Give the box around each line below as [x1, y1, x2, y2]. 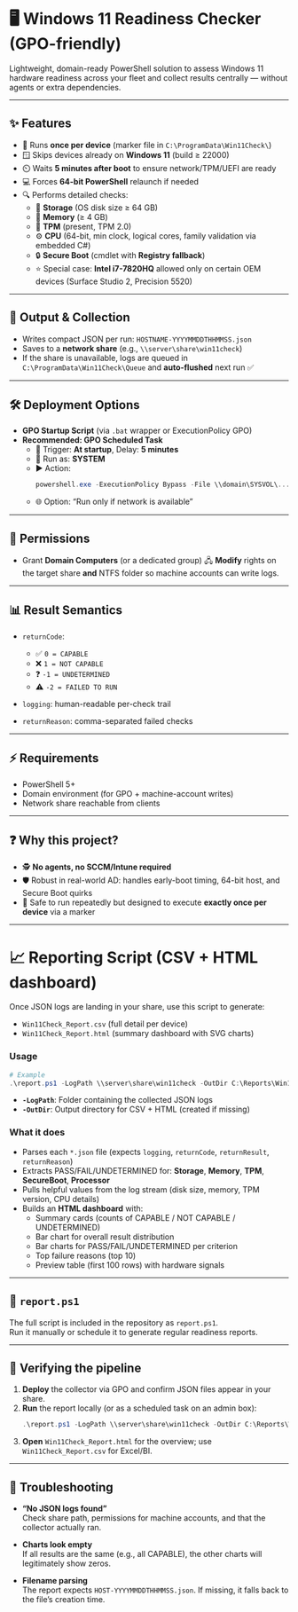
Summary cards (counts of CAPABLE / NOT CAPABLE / [35, 1212, 236, 1223]
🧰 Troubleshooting [9, 1480, 114, 1495]
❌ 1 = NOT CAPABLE [35, 657, 104, 668]
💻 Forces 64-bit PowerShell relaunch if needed [21, 176, 200, 186]
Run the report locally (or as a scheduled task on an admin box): [21, 1403, 257, 1413]
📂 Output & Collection [9, 310, 130, 326]
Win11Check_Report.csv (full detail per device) [21, 1018, 189, 1029]
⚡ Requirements [9, 751, 99, 766]
